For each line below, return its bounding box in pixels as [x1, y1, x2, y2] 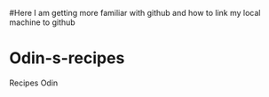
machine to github [9, 17, 75, 28]
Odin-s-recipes [9, 48, 125, 69]
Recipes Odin [9, 77, 59, 88]
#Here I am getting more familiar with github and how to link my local [9, 8, 261, 18]
